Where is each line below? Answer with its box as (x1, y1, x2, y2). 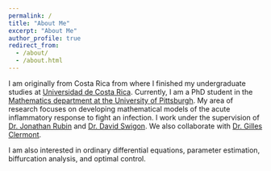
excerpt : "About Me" (8, 26, 78, 35)
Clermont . (8, 129, 42, 139)
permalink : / (8, 11, 52, 20)
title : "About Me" (8, 19, 70, 27)
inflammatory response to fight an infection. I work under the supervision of (8, 112, 260, 122)
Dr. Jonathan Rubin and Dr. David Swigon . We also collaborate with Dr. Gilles (8, 121, 263, 131)
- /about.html (15, 57, 63, 65)
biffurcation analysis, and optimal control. (8, 153, 147, 163)
